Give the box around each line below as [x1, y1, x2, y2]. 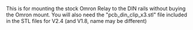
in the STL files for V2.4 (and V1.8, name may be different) [6, 18, 147, 24]
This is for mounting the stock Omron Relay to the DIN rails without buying [6, 5, 186, 12]
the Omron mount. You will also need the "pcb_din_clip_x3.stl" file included [6, 11, 187, 18]
